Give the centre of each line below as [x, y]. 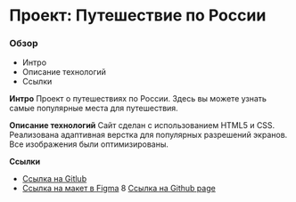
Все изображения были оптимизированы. [89, 144]
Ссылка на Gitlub [54, 179]
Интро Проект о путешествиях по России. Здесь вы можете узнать [138, 99]
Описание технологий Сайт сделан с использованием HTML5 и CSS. [142, 125]
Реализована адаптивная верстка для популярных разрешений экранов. [148, 135]
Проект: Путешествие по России [138, 16]
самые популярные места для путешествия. [94, 109]
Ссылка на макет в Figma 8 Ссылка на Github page [119, 189]
